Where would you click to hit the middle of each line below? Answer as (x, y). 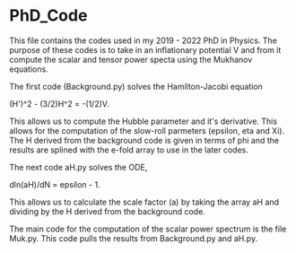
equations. (29, 69)
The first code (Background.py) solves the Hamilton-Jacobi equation (136, 86)
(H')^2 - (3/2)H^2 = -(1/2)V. (59, 103)
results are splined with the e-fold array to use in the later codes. (129, 150)
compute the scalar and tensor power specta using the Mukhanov (131, 59)
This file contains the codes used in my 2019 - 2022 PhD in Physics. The (144, 40)
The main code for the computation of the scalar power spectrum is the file (148, 229)
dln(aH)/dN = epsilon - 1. (55, 184)
